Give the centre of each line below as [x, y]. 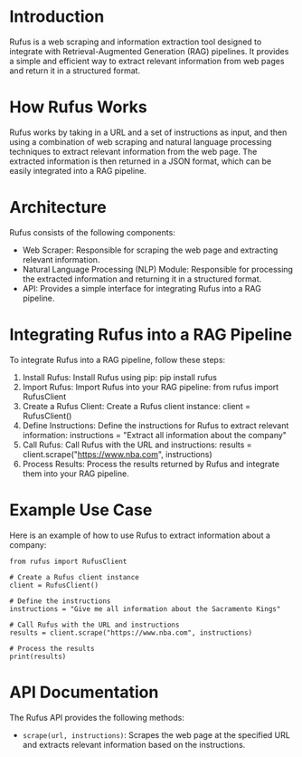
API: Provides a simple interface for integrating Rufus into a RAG [142, 288]
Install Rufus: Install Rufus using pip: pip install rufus [119, 377]
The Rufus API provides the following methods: [97, 717]
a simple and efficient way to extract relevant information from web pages [147, 61]
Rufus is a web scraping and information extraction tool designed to [136, 42]
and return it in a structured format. [75, 71]
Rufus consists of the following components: [93, 232]
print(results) [38, 656]
